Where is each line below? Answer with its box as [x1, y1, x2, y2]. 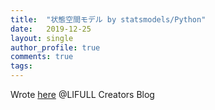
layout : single [10, 33, 74, 43]
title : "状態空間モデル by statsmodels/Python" [10, 14, 207, 25]
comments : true [10, 52, 74, 62]
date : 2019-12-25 [10, 24, 92, 34]
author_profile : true [10, 42, 101, 53]
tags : [10, 61, 33, 71]
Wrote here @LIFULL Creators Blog [10, 89, 155, 100]
